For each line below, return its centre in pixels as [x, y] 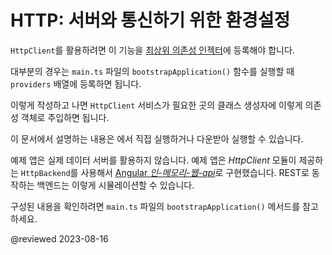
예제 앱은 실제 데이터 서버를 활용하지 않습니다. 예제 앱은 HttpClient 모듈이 [153, 160]
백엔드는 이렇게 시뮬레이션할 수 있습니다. [115, 185]
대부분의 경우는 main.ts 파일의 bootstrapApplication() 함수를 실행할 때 [152, 71]
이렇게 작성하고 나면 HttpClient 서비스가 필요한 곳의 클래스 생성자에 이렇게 [156, 105]
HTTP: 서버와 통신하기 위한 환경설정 [150, 20]
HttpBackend [45, 173]
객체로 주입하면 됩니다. [65, 117]
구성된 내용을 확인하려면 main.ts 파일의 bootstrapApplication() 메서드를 [155, 206]
